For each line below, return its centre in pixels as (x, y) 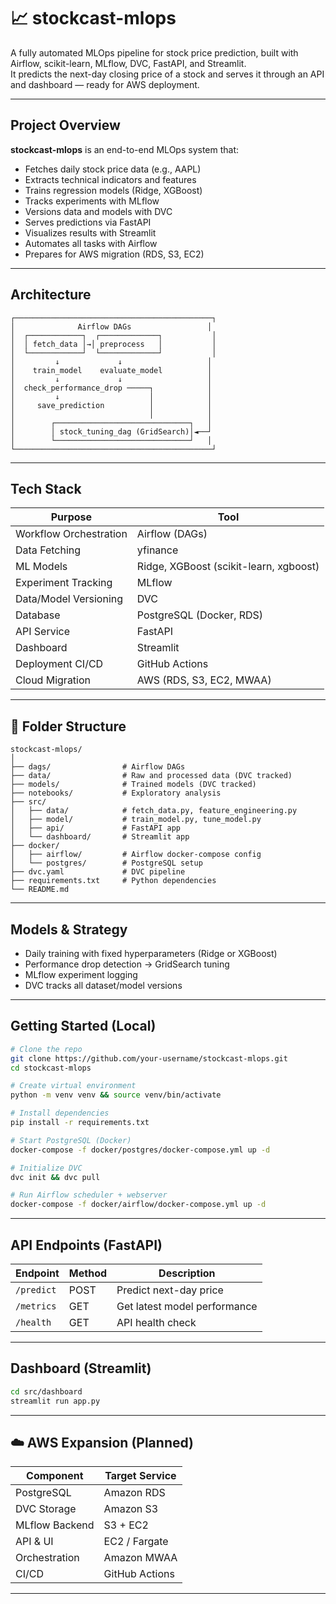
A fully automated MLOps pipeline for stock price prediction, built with (154, 52)
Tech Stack (46, 488)
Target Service (140, 1476)
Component (55, 1476)
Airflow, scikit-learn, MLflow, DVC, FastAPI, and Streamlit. (128, 63)
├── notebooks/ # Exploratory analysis (116, 793)
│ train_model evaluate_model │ (111, 370)
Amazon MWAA (140, 1558)
